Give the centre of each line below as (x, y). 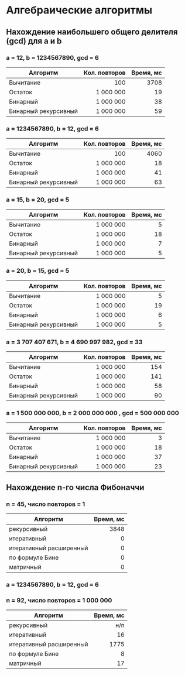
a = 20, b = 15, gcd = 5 (38, 271)
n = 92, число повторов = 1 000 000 (59, 600)
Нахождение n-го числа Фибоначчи (75, 487)
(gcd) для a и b (34, 41)
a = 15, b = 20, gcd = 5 (38, 200)
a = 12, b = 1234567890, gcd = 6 (53, 57)
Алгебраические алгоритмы (79, 10)
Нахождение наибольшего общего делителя (92, 32)
